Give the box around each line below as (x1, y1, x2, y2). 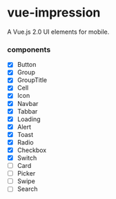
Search (17, 185, 38, 193)
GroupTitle (17, 76, 47, 84)
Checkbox (17, 146, 47, 154)
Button (17, 61, 37, 69)
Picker (17, 169, 36, 178)
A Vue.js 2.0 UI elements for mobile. (7, 28, 110, 36)
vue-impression (7, 5, 101, 21)
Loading (17, 115, 41, 123)
